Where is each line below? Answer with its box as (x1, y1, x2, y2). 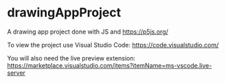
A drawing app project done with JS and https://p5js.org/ (7, 27, 168, 36)
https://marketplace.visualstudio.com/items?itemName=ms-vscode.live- (7, 61, 212, 69)
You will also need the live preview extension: (7, 54, 136, 62)
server (7, 69, 26, 77)
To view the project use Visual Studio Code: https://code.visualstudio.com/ (7, 40, 219, 49)
